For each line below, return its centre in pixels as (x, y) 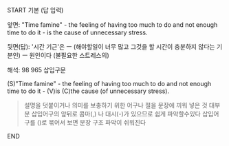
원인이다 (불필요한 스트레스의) (69, 55)
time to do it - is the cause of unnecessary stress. (77, 32)
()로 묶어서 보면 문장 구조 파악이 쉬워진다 (91, 122)
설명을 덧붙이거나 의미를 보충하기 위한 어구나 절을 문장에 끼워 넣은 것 (116, 105)
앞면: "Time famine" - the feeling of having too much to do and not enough (112, 25)
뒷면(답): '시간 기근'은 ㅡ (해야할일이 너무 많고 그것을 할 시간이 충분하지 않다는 (111, 46)
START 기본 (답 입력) (35, 10)
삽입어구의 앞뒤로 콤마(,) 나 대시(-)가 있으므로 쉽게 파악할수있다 (116, 114)
